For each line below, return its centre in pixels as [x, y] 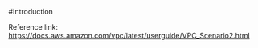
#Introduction [31, 12]
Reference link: [33, 27]
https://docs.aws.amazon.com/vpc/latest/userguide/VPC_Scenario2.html [129, 36]
